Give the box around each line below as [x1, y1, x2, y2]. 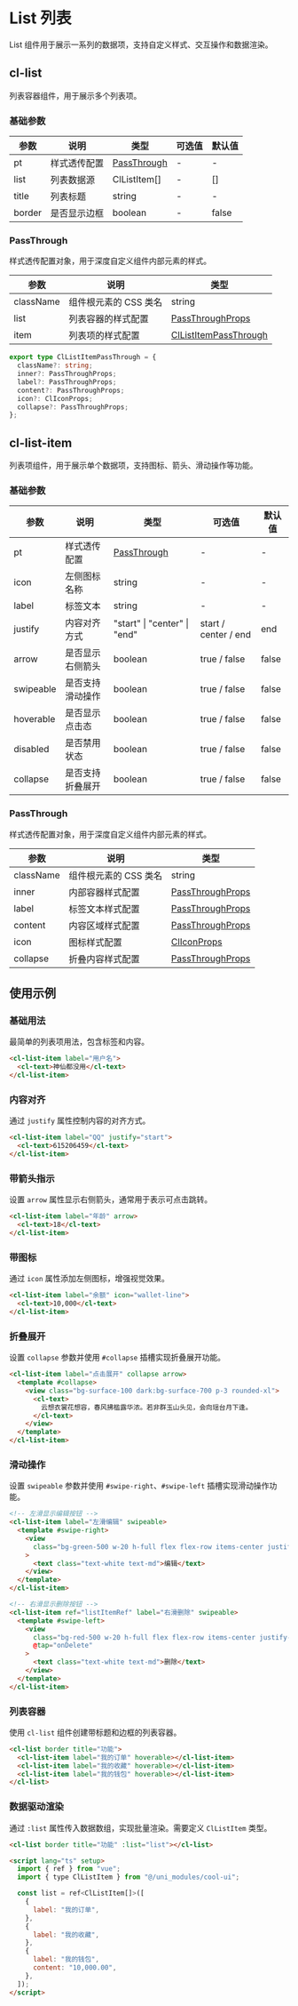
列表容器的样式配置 [68, 313, 149, 325]
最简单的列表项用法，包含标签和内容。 [9, 1037, 149, 1047]
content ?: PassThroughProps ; [17, 386, 125, 395]
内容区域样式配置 [68, 919, 140, 932]
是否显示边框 [50, 207, 105, 220]
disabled [13, 743, 50, 756]
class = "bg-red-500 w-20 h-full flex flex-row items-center [32, 1633, 255, 1641]
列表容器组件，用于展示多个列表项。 [9, 90, 142, 100]
